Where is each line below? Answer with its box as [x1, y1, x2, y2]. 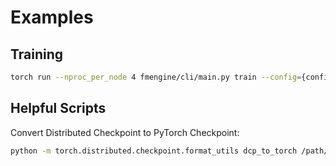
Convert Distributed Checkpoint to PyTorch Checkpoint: [10, 126, 240, 138]
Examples [10, 6, 94, 29]
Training [10, 46, 64, 63]
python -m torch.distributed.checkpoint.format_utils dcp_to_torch [10, 146, 298, 156]
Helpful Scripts [10, 100, 107, 117]
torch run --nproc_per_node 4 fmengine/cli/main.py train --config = [10, 72, 302, 82]
